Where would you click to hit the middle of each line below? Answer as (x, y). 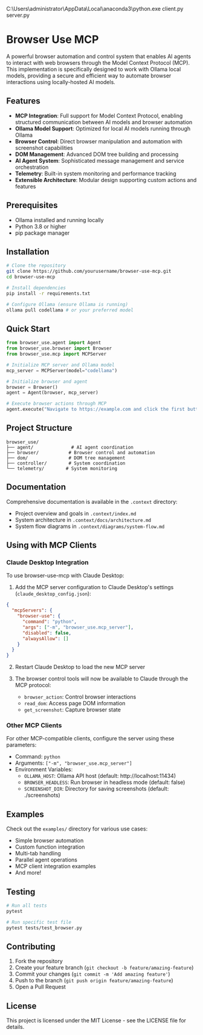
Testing (21, 892)
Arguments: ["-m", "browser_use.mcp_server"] (73, 763)
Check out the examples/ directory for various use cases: (77, 829)
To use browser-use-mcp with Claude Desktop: (65, 576)
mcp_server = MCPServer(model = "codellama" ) (62, 371)
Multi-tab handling (38, 854)
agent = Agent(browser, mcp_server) (52, 393)
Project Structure (39, 428)
